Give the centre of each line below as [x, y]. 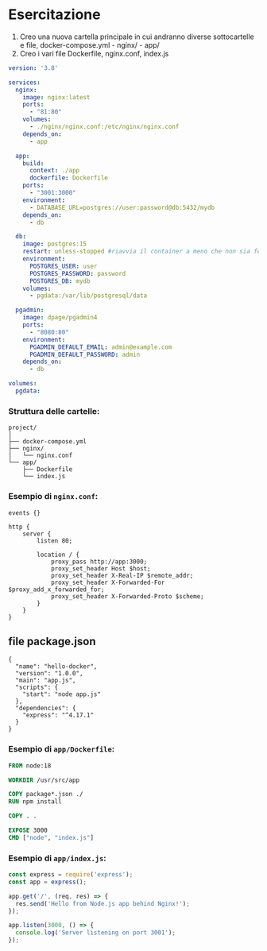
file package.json [52, 641]
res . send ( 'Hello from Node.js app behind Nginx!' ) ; [103, 903]
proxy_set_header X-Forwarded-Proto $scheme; [127, 596]
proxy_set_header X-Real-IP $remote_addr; [122, 575]
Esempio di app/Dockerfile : [62, 749]
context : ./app [54, 171]
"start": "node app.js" [62, 694]
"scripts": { [37, 688]
